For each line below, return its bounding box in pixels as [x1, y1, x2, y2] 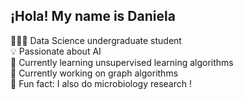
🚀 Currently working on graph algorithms [10, 67, 179, 79]
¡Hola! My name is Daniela [10, 8, 176, 25]
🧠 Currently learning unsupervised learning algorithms [10, 56, 234, 68]
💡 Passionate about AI [10, 45, 102, 57]
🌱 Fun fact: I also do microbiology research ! [10, 77, 193, 89]
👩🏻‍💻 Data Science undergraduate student [10, 34, 182, 46]
